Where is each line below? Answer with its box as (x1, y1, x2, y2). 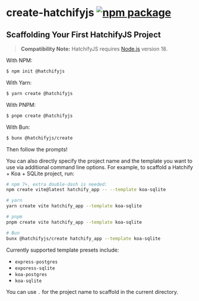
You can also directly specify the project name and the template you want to (6, 157, 193, 164)
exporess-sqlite (14, 265, 55, 271)
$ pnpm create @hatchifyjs (6, 113, 73, 119)
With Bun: (6, 123, 30, 131)
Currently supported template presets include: (6, 246, 119, 254)
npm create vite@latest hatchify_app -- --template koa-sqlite (6, 187, 166, 193)
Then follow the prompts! (6, 145, 68, 153)
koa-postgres (14, 271, 48, 277)
